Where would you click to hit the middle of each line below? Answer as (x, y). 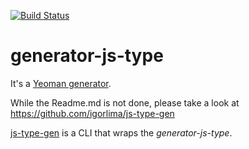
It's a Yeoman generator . (61, 83)
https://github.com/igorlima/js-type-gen (92, 113)
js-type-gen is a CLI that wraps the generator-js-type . (121, 132)
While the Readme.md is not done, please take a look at (125, 102)
